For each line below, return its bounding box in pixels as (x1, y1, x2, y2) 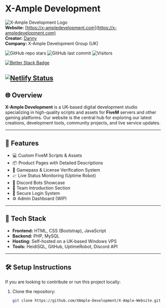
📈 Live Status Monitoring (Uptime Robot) (12, 172, 96, 179)
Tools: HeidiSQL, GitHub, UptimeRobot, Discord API (12, 244, 118, 249)
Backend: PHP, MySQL (12, 233, 60, 239)
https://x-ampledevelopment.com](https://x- (26, 24, 117, 30)
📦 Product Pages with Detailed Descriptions (12, 160, 103, 166)
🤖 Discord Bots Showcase (12, 180, 65, 185)
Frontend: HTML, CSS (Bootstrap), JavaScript (12, 228, 106, 234)
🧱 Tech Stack (5, 214, 46, 223)
